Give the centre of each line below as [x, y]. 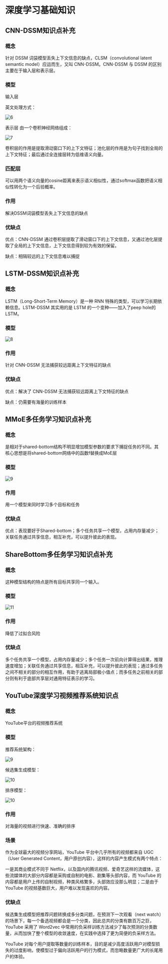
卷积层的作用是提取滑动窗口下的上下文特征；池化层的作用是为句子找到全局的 [84, 148]
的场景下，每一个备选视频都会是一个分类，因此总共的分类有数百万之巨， [79, 920]
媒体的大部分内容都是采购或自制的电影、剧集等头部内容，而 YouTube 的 [87, 875]
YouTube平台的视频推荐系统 [34, 723]
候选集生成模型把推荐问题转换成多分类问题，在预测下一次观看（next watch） [83, 914]
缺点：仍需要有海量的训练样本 [36, 402]
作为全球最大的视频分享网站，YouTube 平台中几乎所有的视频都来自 [74, 852]
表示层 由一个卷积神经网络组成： [39, 128]
